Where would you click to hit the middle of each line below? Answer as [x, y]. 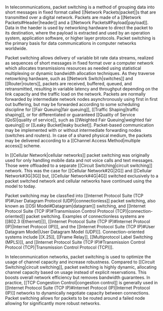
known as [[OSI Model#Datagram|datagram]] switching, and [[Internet [75, 206]
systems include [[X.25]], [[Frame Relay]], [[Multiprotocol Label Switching [79, 237]
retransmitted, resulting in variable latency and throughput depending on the [81, 89]
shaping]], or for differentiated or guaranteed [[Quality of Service [70, 115]
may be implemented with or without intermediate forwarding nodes [73, 130]
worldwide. [16, 48]
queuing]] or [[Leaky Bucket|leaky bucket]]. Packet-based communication [80, 125]
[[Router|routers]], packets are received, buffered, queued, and [69, 84]
